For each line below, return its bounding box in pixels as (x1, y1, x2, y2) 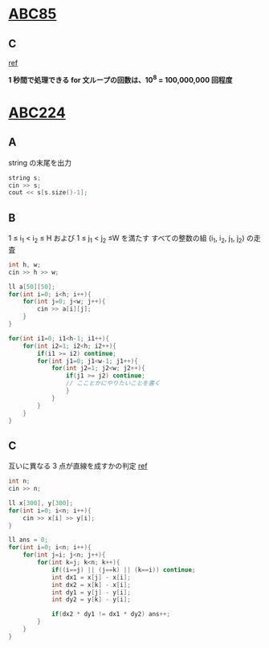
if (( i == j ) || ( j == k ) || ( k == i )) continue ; (51, 565, 196, 574)
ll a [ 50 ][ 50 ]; (8, 283, 56, 291)
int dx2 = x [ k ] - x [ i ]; (51, 581, 131, 589)
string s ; (8, 173, 42, 181)
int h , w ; (8, 260, 42, 269)
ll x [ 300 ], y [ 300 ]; (8, 499, 74, 507)
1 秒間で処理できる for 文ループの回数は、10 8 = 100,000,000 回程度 (8, 74, 233, 84)
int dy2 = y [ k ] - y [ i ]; (51, 596, 131, 604)
